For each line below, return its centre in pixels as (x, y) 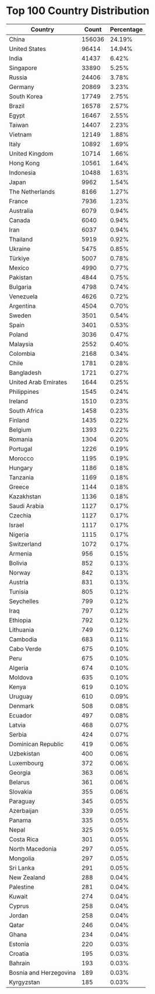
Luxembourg (26, 763)
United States (28, 49)
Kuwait (18, 896)
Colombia (22, 353)
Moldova (21, 677)
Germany (22, 87)
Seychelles (24, 601)
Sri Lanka (22, 867)
